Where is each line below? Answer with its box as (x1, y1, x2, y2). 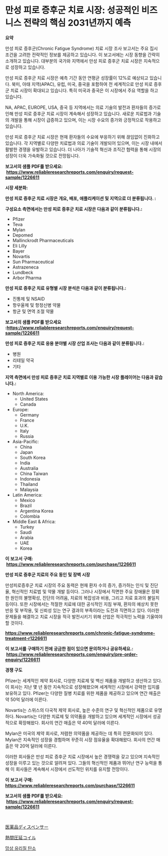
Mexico (19, 497, 35, 503)
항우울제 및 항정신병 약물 (12, 302, 61, 308)
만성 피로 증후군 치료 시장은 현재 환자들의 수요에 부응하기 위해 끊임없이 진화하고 (5, 134, 160, 140)
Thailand (19, 481, 38, 487)
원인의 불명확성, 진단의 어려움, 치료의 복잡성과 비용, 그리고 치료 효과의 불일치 (10, 594, 160, 600)
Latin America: (12, 492, 42, 498)
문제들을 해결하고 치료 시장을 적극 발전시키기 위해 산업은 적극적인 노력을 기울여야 (5, 614, 163, 620)
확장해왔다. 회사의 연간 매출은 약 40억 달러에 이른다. (18, 719, 120, 725)
